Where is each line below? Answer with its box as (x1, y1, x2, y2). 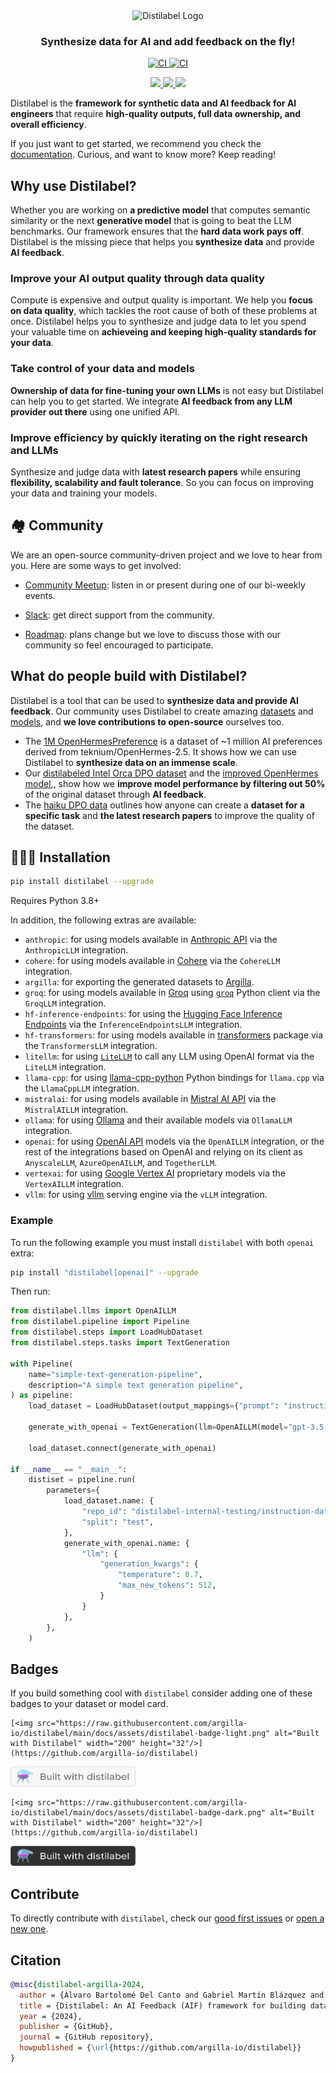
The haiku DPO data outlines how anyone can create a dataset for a (24, 799, 305, 811)
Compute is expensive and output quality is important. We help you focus (10, 294, 313, 306)
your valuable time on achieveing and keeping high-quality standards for (10, 326, 317, 338)
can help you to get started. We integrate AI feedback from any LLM (10, 395, 293, 407)
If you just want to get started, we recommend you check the (10, 138, 262, 150)
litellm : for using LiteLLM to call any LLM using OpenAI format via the (24, 1050, 315, 1063)
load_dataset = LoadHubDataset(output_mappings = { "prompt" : (28, 1401, 280, 1411)
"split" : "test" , (81, 1517, 155, 1527)
